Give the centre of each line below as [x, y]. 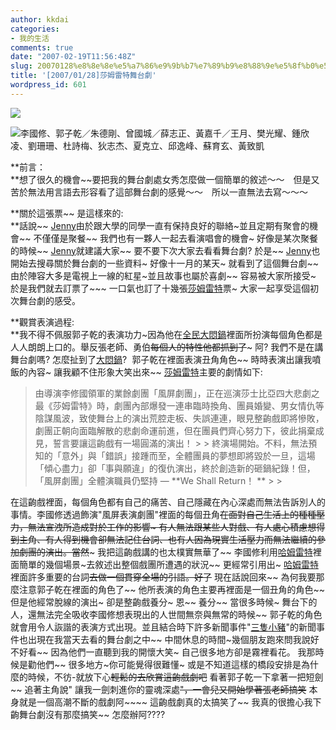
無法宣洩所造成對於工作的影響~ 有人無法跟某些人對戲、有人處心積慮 [167, 527]
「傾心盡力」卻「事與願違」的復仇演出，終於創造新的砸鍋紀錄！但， [175, 468]
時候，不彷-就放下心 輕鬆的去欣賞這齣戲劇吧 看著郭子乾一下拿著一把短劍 [175, 677]
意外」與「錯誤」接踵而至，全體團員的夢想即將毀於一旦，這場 [188, 455]
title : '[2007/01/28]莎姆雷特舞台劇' [83, 76]
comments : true [42, 47]
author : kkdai [40, 19]
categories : [35, 29]
